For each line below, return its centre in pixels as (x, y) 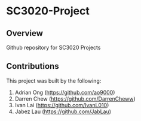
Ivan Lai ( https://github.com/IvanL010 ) (62, 105)
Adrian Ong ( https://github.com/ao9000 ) (65, 92)
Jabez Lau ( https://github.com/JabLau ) (63, 111)
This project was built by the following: (54, 81)
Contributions (33, 66)
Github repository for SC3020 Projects (53, 47)
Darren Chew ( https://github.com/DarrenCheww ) (75, 99)
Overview (25, 33)
